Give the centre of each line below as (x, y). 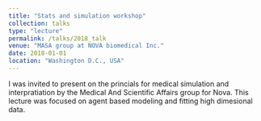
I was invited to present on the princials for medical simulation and (119, 83)
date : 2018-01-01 (38, 53)
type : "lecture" (36, 31)
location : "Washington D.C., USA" (67, 61)
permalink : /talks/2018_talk (57, 38)
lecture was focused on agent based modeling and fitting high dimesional (130, 101)
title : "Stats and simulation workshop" (78, 16)
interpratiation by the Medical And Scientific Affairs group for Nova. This (128, 92)
